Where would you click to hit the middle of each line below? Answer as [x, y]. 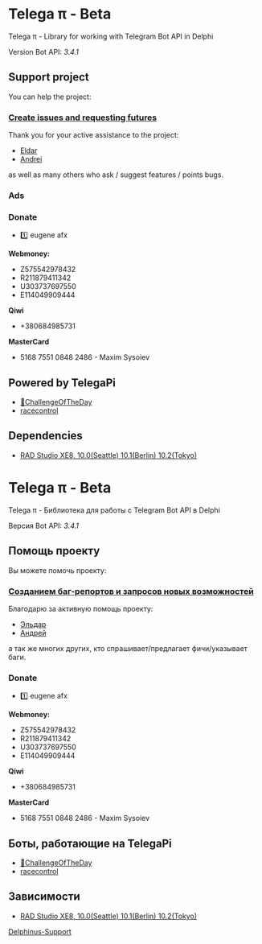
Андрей [33, 633]
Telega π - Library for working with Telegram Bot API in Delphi [111, 36]
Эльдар [33, 624]
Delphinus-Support [40, 931]
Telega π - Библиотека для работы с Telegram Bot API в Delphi [115, 510]
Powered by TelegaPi [62, 383]
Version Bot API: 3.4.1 [43, 52]
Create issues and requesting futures [83, 117]
